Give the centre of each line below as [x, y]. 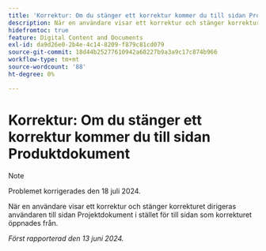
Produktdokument [69, 154]
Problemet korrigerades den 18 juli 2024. [74, 191]
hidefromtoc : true [38, 30]
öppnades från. [33, 223]
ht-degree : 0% [32, 74]
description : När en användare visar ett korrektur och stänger [116, 23]
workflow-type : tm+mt [44, 60]
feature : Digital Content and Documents [76, 37]
